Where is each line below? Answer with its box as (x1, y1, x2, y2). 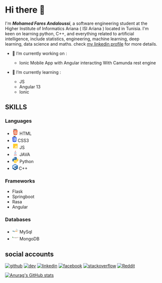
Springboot (12, 194, 35, 200)
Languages (5, 117, 32, 124)
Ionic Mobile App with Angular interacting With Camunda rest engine (19, 60, 156, 66)
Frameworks (5, 177, 35, 184)
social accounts (5, 250, 54, 258)
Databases (5, 216, 31, 223)
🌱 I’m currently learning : (12, 69, 61, 75)
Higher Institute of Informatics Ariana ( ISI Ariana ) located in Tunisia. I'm (5, 25, 149, 31)
